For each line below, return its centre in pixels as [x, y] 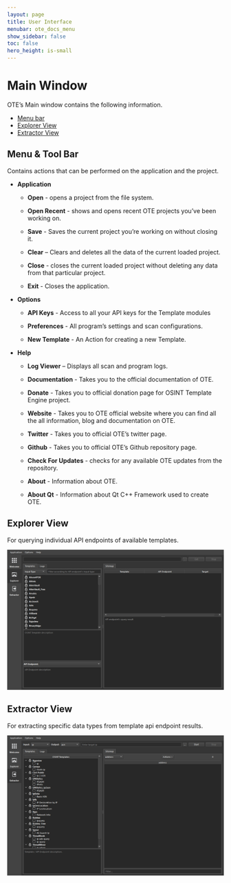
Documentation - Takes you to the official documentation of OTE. [121, 379]
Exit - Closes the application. [68, 286]
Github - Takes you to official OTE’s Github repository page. [112, 447]
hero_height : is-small [40, 51]
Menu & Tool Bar [43, 154]
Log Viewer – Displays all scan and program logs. [98, 366]
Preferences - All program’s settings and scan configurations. [115, 326]
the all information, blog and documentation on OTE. [101, 420]
